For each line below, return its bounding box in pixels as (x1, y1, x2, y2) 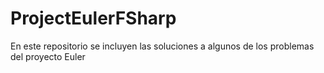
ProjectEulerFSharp (10, 7, 177, 30)
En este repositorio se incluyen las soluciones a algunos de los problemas (10, 40, 315, 52)
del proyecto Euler (10, 50, 86, 62)
